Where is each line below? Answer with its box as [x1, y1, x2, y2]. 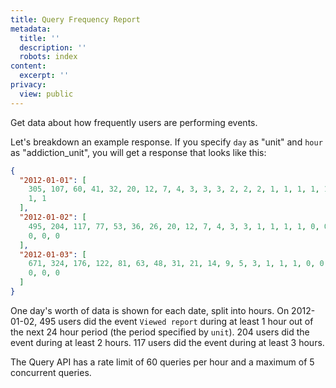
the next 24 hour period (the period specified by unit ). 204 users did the [10, 326, 310, 338]
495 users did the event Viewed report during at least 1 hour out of [39, 315, 314, 327]
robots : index [19, 52, 78, 62]
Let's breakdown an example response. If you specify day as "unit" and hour [10, 136, 323, 148]
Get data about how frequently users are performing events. [10, 116, 258, 128]
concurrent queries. [10, 366, 92, 378]
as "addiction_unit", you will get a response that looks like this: [10, 146, 267, 158]
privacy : [10, 80, 47, 90]
